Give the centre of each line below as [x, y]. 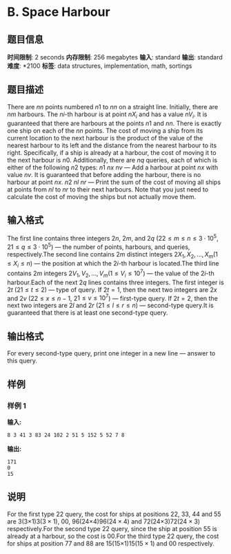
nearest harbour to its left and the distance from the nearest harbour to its [112, 145]
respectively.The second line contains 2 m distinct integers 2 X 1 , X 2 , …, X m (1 [113, 255]
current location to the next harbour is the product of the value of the [105, 138]
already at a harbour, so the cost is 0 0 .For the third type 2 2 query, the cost [113, 536]
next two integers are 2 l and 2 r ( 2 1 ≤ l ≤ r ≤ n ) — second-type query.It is [110, 306]
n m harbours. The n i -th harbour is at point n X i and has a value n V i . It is [107, 115]
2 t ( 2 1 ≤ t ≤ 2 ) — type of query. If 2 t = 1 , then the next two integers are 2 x [112, 289]
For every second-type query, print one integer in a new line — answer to [111, 353]
